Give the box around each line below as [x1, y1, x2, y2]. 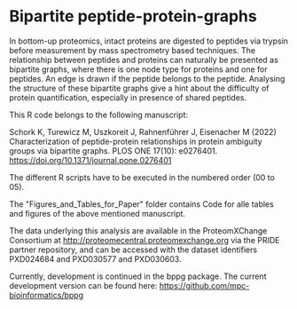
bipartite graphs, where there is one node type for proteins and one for [9, 64, 268, 75]
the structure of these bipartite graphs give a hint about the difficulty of [9, 83, 270, 93]
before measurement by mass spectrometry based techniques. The [9, 44, 255, 55]
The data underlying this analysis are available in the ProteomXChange [9, 225, 268, 236]
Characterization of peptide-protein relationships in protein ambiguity [9, 136, 263, 147]
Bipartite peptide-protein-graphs [9, 6, 257, 27]
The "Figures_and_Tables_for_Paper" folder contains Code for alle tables [9, 198, 275, 210]
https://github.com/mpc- [159, 280, 250, 290]
